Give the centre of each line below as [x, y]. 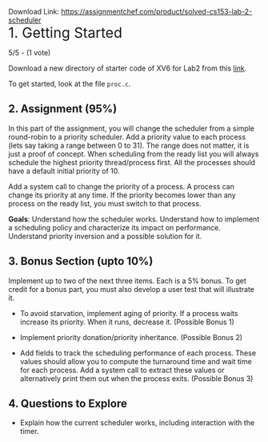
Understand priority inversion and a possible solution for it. [105, 236]
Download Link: [34, 12]
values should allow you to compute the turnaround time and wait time [136, 361]
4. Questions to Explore [68, 404]
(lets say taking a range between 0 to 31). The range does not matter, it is [129, 145]
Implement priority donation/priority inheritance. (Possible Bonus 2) [131, 337]
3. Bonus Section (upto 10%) [81, 261]
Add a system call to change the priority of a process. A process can [121, 186]
